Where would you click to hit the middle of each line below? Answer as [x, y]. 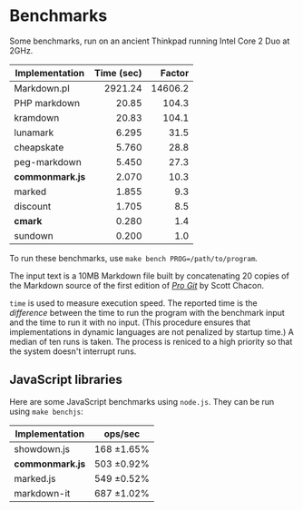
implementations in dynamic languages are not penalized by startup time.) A [152, 331]
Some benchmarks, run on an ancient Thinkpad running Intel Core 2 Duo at [150, 41]
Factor [175, 73]
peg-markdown [48, 162]
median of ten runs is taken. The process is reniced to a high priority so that [151, 341]
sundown [34, 235]
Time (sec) [118, 73]
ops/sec [122, 434]
